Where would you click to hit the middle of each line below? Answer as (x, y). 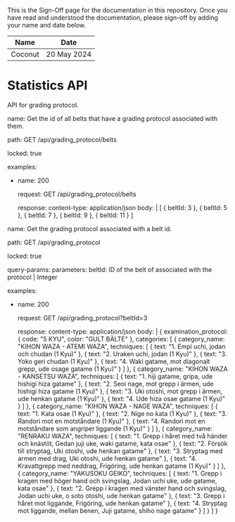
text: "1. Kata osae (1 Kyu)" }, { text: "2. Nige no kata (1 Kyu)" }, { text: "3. (122, 413)
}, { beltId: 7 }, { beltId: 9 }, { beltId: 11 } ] (75, 215)
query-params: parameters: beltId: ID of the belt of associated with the (110, 269)
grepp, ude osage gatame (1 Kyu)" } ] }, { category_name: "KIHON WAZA (123, 369)
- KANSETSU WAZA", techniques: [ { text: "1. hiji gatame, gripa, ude (115, 376)
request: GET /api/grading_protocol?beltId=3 (82, 318)
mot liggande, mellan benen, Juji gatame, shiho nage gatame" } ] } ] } (118, 510)
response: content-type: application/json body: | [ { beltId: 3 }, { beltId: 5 (122, 207)
